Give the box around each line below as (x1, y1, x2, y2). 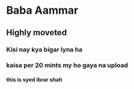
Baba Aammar (6, 4, 79, 17)
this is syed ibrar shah (6, 76, 62, 84)
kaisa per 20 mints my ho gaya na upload (6, 61, 128, 69)
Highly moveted (6, 27, 67, 38)
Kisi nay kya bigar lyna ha (6, 45, 83, 54)
